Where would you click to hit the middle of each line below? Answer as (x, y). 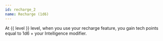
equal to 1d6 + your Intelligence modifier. (46, 33)
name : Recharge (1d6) (27, 14)
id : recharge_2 (20, 10)
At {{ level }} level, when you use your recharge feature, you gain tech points (82, 28)
